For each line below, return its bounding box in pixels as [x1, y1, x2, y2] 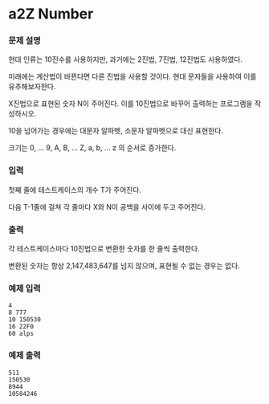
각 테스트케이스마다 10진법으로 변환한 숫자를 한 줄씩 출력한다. [8, 244, 201, 254]
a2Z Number [8, 5, 94, 23]
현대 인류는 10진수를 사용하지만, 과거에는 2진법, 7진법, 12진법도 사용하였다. [8, 55, 243, 64]
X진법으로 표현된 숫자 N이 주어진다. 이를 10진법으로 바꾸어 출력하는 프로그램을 [8, 99, 253, 108]
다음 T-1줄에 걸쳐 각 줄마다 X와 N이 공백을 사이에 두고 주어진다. [8, 202, 206, 211]
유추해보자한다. [8, 82, 56, 92]
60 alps [8, 330, 35, 338]
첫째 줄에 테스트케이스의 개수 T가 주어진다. [8, 185, 142, 194]
